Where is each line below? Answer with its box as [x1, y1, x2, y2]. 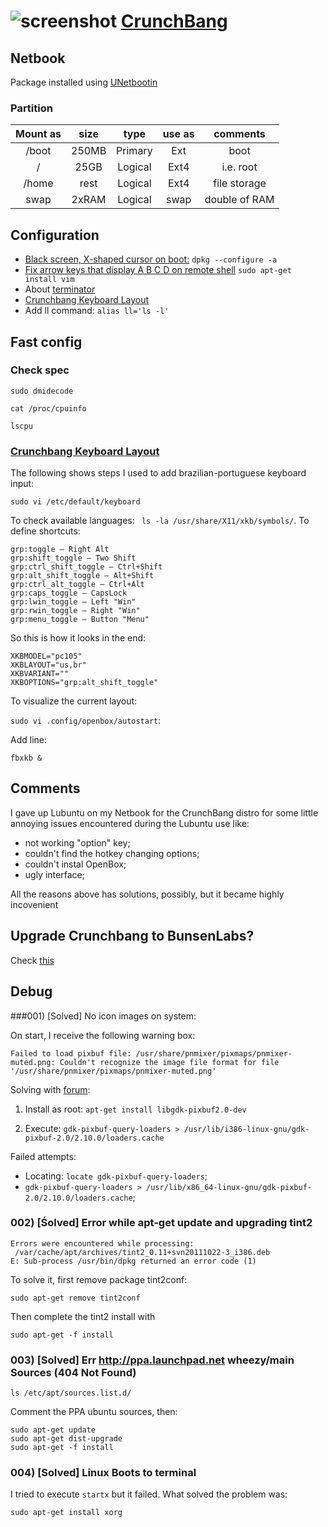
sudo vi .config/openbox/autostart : [10, 715, 162, 727]
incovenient [10, 898, 59, 910]
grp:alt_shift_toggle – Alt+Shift [10, 571, 155, 581]
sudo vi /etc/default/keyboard [10, 497, 141, 507]
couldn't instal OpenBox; [24, 858, 127, 870]
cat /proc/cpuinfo [10, 403, 87, 414]
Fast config [10, 333, 83, 350]
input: [10, 478, 35, 490]
